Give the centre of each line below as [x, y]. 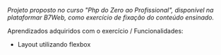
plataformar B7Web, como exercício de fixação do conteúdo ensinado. [111, 17]
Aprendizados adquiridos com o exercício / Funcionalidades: [95, 31]
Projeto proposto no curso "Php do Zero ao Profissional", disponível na [110, 10]
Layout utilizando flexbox [54, 44]
